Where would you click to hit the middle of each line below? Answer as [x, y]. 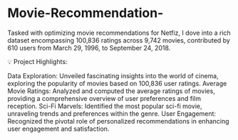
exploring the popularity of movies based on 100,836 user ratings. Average [117, 83]
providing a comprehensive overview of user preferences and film [104, 98]
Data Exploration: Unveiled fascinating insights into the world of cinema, [113, 75]
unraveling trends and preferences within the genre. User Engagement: [112, 113]
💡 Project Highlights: [37, 61]
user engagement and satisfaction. [58, 129]
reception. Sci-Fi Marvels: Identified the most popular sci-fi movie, [105, 106]
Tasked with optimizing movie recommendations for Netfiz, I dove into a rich [119, 33]
